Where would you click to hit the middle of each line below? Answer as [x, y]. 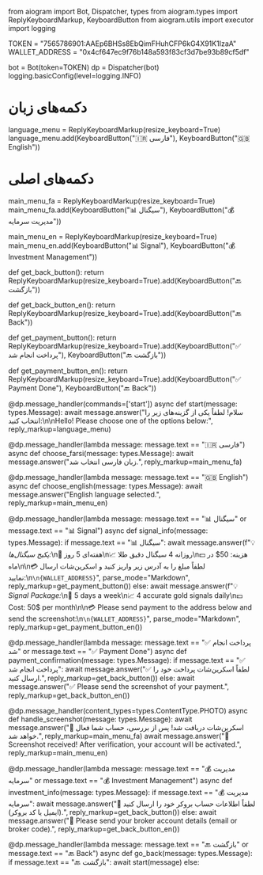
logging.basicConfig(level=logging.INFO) [75, 76]
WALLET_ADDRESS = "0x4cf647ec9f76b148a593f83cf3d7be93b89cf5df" [129, 52]
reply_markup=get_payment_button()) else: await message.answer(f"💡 [123, 586]
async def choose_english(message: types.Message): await [105, 485]
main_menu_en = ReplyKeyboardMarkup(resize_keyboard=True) [113, 236]
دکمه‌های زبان [48, 108]
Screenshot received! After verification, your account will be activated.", [125, 744]
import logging [32, 28]
